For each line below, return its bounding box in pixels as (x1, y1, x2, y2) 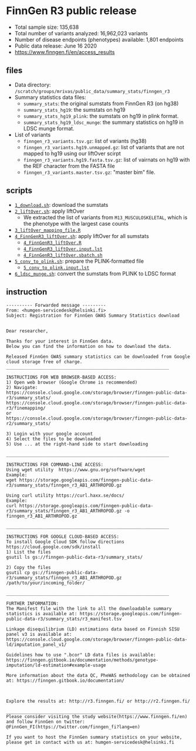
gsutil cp (6, 570, 31, 576)
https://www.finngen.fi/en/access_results (14, 48, 115, 55)
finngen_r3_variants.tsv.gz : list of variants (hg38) (23, 137, 147, 145)
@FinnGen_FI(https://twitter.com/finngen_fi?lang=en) (6, 724, 141, 730)
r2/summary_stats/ (6, 421, 51, 427)
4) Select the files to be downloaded (6, 436, 101, 442)
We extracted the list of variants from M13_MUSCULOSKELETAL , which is (23, 213, 188, 221)
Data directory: (14, 81, 51, 88)
